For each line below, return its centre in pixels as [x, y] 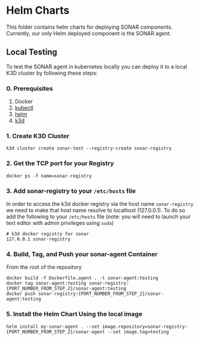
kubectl [24, 108]
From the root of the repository [44, 267]
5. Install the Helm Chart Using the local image [74, 314]
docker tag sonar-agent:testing [46, 284]
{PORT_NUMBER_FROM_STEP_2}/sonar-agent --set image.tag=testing [88, 332]
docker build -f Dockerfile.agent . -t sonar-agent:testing [83, 278]
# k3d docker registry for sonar [48, 234]
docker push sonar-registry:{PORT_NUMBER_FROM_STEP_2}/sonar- [85, 294]
